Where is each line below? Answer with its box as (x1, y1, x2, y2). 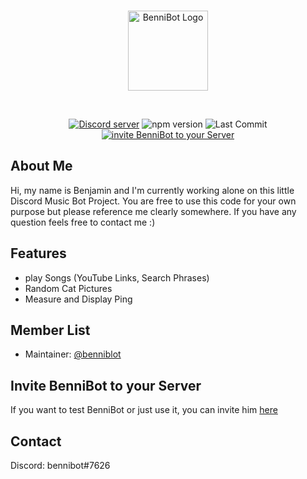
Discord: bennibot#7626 (10, 460, 111, 472)
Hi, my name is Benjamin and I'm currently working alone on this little (10, 184, 295, 196)
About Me (10, 158, 73, 175)
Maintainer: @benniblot (24, 348, 122, 360)
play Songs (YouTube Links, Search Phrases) (24, 271, 210, 284)
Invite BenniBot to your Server (10, 377, 202, 394)
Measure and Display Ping (24, 293, 133, 305)
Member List (10, 322, 91, 339)
